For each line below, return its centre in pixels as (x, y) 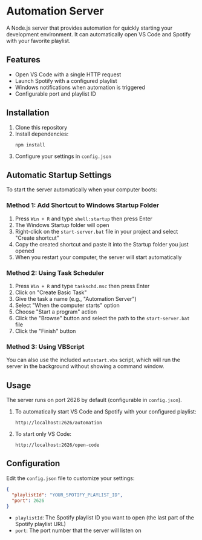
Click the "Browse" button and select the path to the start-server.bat (102, 318)
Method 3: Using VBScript (45, 346)
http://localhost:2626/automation (58, 423)
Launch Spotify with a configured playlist (66, 81)
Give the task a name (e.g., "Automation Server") (76, 298)
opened (24, 251)
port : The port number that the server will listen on (78, 530)
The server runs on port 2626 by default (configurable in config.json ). (94, 400)
